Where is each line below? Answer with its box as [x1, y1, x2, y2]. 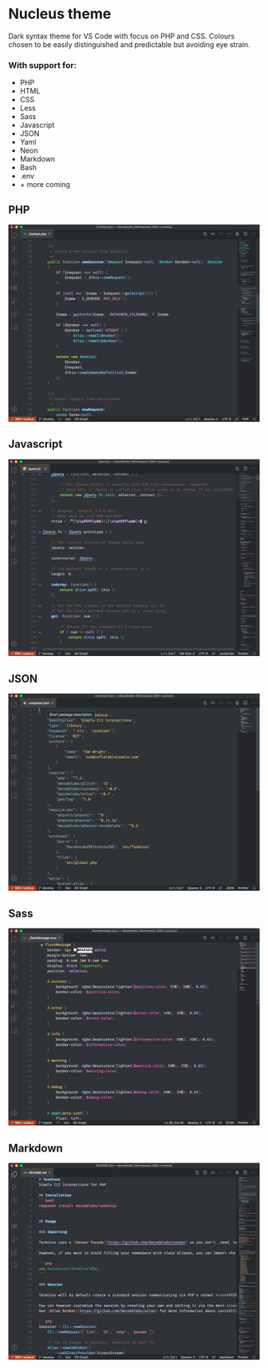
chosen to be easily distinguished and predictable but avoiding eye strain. [8, 39, 250, 49]
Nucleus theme [8, 5, 112, 23]
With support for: [8, 59, 77, 70]
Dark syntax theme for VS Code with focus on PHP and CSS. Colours [8, 31, 235, 41]
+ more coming [19, 180, 70, 189]
